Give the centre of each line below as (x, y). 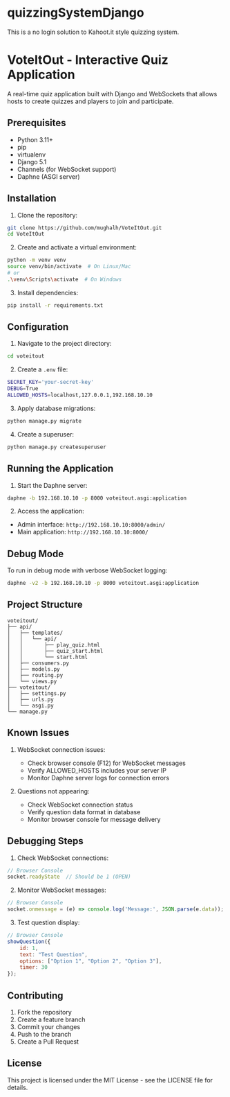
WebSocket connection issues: (61, 749)
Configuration (38, 327)
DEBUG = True (23, 389)
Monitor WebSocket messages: (62, 890)
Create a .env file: (42, 369)
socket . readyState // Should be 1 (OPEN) (69, 877)
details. (18, 1087)
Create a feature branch (51, 1019)
